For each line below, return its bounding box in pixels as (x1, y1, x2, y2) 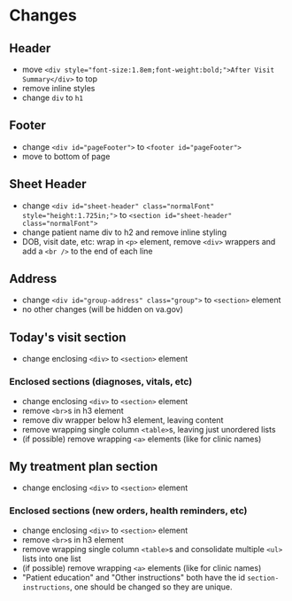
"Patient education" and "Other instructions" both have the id (21, 572, 246, 582)
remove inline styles (21, 83, 96, 93)
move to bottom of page (21, 151, 111, 161)
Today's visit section (9, 330, 127, 345)
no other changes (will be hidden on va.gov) (21, 304, 184, 315)
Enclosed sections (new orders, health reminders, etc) (9, 504, 248, 517)
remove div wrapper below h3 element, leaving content (21, 414, 224, 425)
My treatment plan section (9, 458, 158, 474)
